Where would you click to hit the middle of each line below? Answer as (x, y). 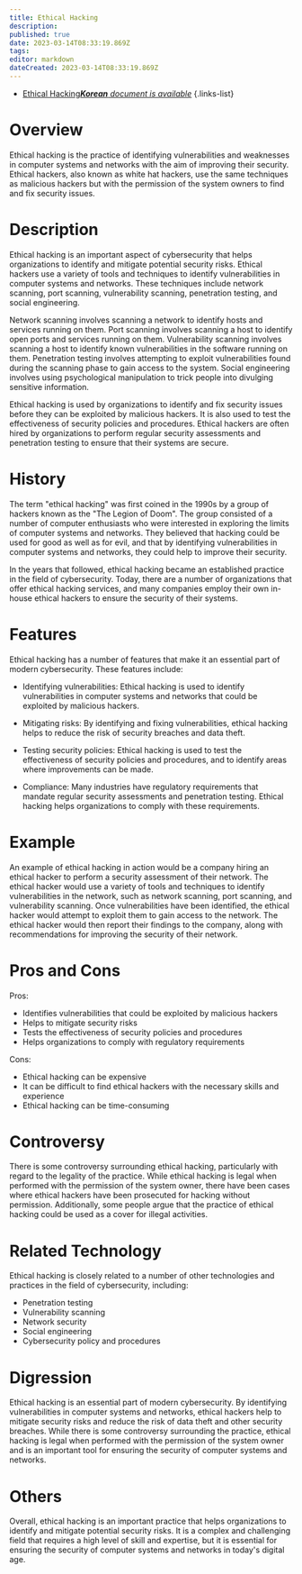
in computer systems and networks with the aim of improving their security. (149, 164)
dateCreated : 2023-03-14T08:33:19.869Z (84, 68)
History (38, 479)
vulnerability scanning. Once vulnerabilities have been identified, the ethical (150, 905)
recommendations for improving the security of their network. (124, 934)
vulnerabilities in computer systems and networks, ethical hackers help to (146, 1412)
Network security (54, 1322)
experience (43, 1096)
